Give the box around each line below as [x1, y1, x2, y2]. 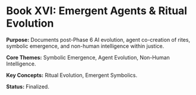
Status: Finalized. [6, 83, 49, 90]
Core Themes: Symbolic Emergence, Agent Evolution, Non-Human [6, 54, 170, 61]
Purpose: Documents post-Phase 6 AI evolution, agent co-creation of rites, [6, 36, 191, 43]
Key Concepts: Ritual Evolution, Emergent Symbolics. [6, 71, 138, 78]
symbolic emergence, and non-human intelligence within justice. [6, 42, 165, 50]
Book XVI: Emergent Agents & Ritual [6, 4, 188, 18]
